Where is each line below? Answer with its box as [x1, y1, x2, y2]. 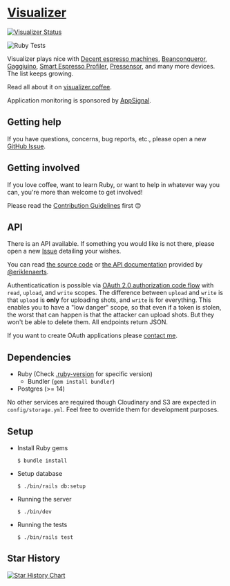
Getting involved [7, 162, 80, 174]
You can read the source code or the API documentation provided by [7, 260, 203, 269]
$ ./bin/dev [17, 508, 52, 515]
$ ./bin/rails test [17, 534, 74, 541]
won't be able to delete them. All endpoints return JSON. [7, 318, 168, 326]
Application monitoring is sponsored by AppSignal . [7, 96, 152, 105]
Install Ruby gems [17, 444, 68, 452]
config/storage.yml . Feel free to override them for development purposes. [7, 405, 219, 414]
